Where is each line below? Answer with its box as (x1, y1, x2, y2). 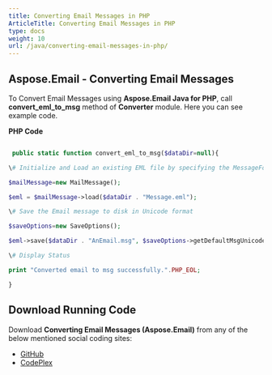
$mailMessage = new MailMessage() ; (8, 178, 121, 186)
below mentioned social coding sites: (8, 333, 132, 343)
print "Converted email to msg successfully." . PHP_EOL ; (8, 266, 201, 274)
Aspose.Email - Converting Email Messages (8, 72, 235, 86)
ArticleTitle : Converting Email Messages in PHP (8, 19, 176, 28)
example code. (8, 110, 58, 120)
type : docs (8, 27, 45, 35)
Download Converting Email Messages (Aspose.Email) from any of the (8, 325, 249, 335)
